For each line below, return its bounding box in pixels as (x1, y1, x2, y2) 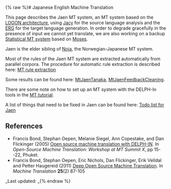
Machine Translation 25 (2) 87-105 (12, 168, 85, 174)
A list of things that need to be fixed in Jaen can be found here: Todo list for (5, 102, 164, 108)
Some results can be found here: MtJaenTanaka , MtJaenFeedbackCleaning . (5, 77, 165, 82)
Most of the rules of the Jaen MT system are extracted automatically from (5, 56, 161, 62)
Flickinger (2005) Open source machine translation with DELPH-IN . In (12, 140, 159, 147)
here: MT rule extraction (5, 66, 56, 73)
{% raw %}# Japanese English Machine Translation (5, 5, 114, 10)
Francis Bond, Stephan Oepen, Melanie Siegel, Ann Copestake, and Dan (12, 135, 164, 141)
